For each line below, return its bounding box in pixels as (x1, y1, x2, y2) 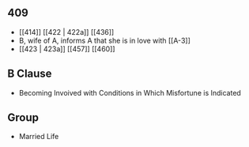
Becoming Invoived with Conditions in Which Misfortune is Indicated (18, 88, 242, 97)
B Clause (7, 67, 52, 81)
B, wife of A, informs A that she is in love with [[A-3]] (18, 36, 191, 45)
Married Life (18, 132, 59, 141)
